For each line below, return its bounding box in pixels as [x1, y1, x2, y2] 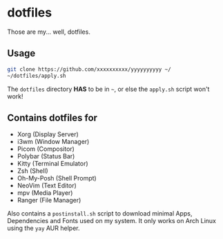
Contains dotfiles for [7, 112, 98, 123]
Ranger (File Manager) [17, 196, 81, 205]
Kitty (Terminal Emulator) [17, 160, 88, 168]
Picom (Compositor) [17, 145, 75, 153]
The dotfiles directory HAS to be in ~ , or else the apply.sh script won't [7, 85, 210, 93]
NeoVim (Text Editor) [17, 181, 77, 190]
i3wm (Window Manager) [17, 138, 90, 146]
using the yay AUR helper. [7, 224, 80, 232]
